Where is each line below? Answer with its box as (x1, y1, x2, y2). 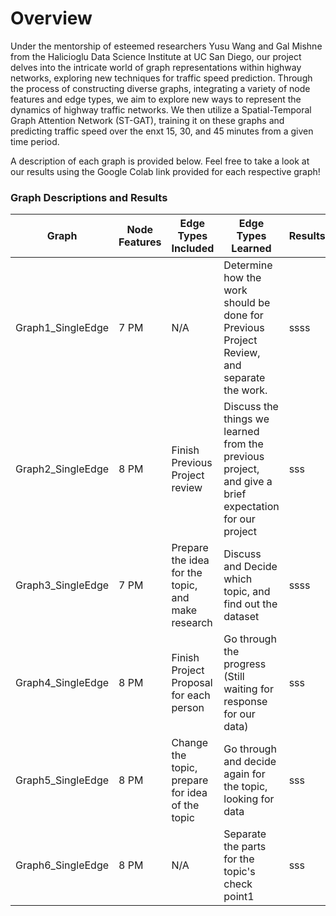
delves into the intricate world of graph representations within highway (10, 61, 302, 73)
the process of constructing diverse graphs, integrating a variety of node (10, 82, 311, 94)
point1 (223, 890, 255, 904)
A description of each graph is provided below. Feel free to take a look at (10, 155, 310, 167)
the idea (171, 553, 210, 567)
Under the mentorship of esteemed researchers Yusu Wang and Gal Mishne (10, 40, 323, 52)
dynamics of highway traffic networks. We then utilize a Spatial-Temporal (10, 103, 312, 116)
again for (223, 767, 266, 781)
